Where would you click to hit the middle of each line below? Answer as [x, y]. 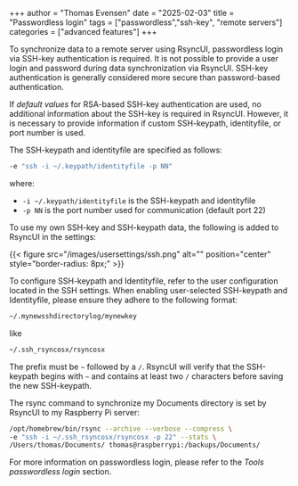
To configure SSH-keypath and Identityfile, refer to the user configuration [144, 281]
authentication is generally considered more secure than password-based [145, 78]
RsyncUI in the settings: [52, 236]
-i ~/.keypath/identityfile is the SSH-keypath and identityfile [139, 201]
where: [22, 183]
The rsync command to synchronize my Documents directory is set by [138, 403]
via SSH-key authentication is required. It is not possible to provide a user [144, 58]
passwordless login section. [60, 472]
